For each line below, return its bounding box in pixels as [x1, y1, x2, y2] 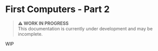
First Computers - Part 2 [5, 4, 110, 15]
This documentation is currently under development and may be [17, 25, 153, 31]
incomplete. [17, 31, 43, 37]
